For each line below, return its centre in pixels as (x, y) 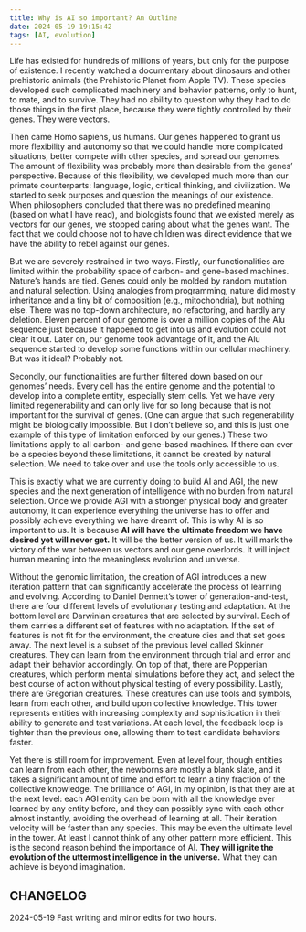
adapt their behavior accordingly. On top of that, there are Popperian (138, 665)
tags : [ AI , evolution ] (53, 35)
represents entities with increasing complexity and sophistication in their (146, 713)
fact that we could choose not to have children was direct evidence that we (151, 234)
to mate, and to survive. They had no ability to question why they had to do (150, 100)
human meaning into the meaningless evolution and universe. (125, 560)
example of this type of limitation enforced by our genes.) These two (138, 434)
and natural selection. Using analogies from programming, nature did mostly (153, 291)
